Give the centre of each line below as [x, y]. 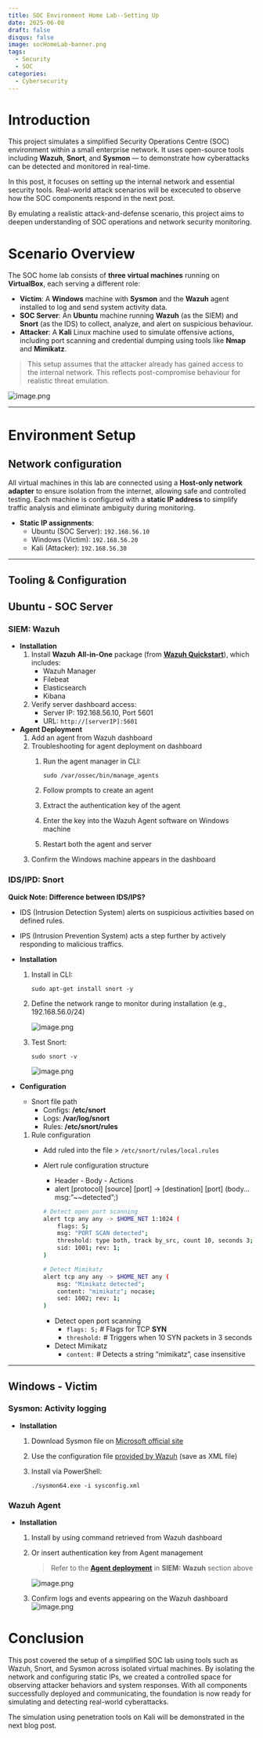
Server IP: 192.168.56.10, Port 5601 [98, 713]
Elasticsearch [65, 688]
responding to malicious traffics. [71, 944]
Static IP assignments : [56, 523]
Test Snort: [49, 1042]
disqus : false [31, 37]
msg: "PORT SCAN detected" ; [103, 1233]
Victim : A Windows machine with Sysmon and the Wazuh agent [124, 299]
